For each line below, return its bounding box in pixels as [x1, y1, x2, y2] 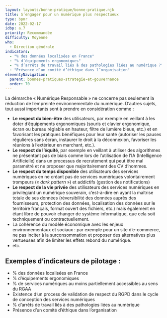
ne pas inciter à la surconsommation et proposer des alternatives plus [12, 232, 156, 238]
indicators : [5, 49, 30, 54]
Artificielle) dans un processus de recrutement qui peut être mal [12, 158, 144, 163]
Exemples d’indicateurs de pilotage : [5, 257, 121, 266]
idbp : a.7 [5, 26, 26, 31]
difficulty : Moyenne [5, 35, 48, 40]
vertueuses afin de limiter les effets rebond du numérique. [12, 237, 132, 243]
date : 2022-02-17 [5, 21, 41, 26]
